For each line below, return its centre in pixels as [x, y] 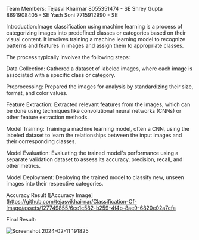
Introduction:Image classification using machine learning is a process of [94, 27]
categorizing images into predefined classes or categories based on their [96, 33]
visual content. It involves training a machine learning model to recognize [96, 39]
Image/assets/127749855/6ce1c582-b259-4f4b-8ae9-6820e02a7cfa [91, 208]
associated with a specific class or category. [61, 75]
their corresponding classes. [41, 141]
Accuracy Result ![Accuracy [41, 195]
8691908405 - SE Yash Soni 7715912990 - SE [62, 15]
